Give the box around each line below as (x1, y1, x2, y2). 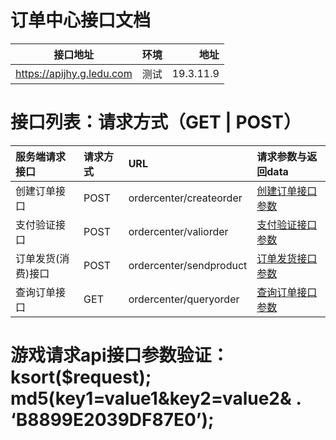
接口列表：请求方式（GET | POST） (10, 111, 302, 134)
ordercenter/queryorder (128, 292, 240, 306)
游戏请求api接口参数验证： (10, 344, 230, 367)
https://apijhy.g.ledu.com (15, 66, 133, 80)
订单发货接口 (256, 251, 318, 265)
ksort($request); (10, 366, 152, 389)
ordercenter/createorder (128, 191, 243, 205)
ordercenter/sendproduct (128, 258, 248, 272)
